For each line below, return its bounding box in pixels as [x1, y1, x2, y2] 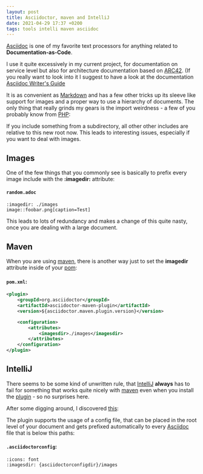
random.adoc [6, 189, 36, 196]
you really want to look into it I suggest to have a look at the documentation [6, 73, 194, 81]
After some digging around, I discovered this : [6, 404, 119, 412]
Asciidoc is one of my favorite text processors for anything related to [6, 42, 178, 50]
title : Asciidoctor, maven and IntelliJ [6, 15, 110, 21]
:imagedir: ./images [6, 202, 59, 208]
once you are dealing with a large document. [6, 224, 118, 231]
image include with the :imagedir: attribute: [6, 176, 115, 183]
